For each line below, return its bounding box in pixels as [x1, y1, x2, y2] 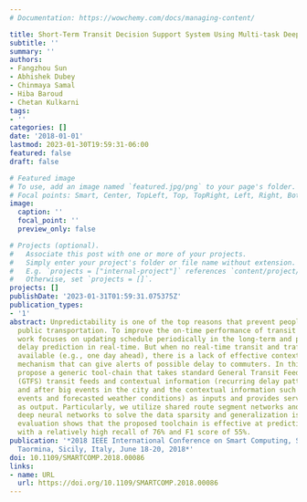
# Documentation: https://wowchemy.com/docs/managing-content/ [9, 13, 256, 23]
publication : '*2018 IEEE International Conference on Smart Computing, [9, 436, 292, 445]
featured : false [9, 149, 71, 158]
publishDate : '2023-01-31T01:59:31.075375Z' [9, 292, 182, 301]
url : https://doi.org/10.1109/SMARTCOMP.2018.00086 [17, 478, 219, 488]
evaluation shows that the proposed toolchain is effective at [17, 419, 263, 429]
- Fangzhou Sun [9, 64, 68, 73]
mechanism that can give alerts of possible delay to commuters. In [17, 360, 284, 370]
